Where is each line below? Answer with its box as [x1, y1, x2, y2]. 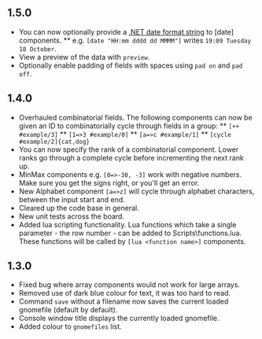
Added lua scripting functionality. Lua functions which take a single [18, 219, 237, 229]
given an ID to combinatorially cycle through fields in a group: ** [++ [18, 121, 240, 131]
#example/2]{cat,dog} [18, 138, 90, 146]
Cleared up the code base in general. [18, 203, 139, 212]
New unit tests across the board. [18, 212, 125, 221]
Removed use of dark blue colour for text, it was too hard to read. [18, 289, 231, 298]
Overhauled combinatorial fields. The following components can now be [18, 112, 253, 122]
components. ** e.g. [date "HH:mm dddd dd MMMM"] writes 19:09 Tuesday [18, 35, 252, 45]
